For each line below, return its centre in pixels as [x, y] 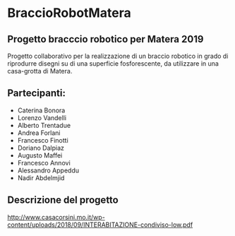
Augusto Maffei [40, 155]
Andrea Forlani [39, 133]
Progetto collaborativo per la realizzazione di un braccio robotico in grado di [118, 56]
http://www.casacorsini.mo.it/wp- [56, 217]
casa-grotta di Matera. [40, 71]
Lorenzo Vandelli [42, 117]
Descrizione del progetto [63, 200]
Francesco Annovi [44, 163]
